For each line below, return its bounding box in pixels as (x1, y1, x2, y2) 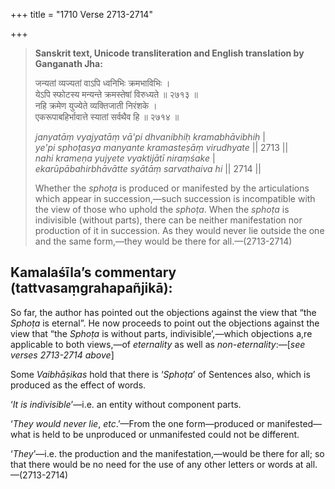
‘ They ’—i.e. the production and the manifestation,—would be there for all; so (10, 447, 325, 459)
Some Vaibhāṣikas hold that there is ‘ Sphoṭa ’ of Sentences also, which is (10, 368, 311, 380)
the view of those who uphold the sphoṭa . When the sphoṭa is (34, 204, 290, 215)
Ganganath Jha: (34, 58, 103, 69)
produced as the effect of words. (10, 379, 147, 391)
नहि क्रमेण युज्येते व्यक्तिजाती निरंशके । (34, 100, 158, 111)
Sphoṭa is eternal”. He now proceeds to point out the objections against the (10, 317, 320, 329)
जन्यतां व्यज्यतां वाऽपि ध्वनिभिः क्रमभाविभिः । (34, 77, 171, 89)
